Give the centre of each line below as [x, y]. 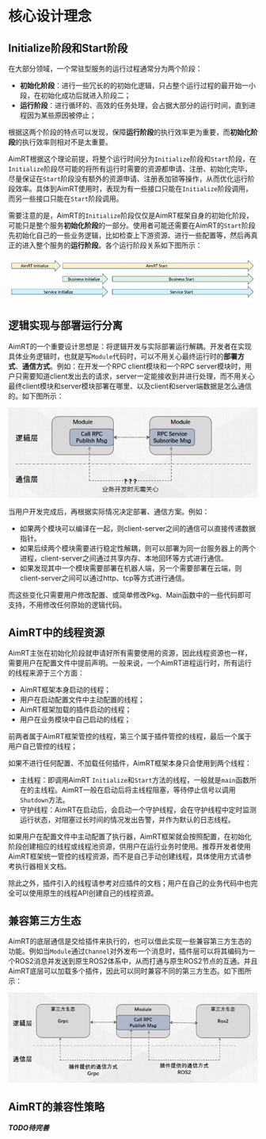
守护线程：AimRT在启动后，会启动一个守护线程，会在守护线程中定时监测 [138, 810]
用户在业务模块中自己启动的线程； [75, 720]
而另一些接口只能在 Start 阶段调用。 [66, 198]
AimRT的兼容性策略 [57, 1107]
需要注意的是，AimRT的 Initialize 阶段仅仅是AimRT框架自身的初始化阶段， [131, 215]
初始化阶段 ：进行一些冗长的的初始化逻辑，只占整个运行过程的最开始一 [134, 85]
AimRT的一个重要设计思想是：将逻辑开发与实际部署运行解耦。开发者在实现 [130, 346]
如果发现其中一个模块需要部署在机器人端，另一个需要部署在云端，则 [131, 568]
